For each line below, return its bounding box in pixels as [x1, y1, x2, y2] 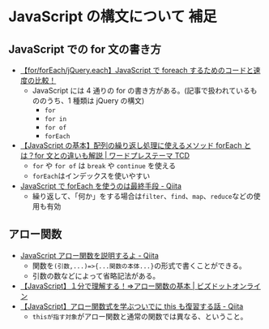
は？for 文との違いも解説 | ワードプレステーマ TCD [19, 151, 190, 160]
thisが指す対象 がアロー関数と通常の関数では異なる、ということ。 [32, 311, 248, 321]
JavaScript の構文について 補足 [8, 7, 217, 26]
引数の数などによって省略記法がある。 [32, 271, 160, 280]
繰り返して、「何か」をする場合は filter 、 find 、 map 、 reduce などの [32, 192, 254, 201]
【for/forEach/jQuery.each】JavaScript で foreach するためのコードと [19, 66, 254, 75]
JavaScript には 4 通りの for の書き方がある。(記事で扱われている [32, 86, 250, 95]
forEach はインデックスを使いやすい [32, 171, 151, 180]
